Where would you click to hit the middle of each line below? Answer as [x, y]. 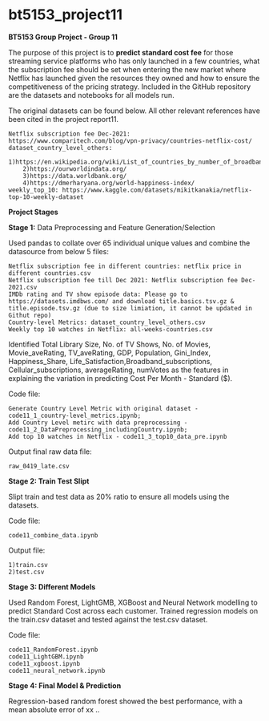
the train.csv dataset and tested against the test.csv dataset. [108, 619]
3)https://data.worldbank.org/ [75, 176]
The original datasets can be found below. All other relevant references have [134, 111]
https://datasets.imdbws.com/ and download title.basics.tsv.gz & [121, 301]
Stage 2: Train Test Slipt [49, 481]
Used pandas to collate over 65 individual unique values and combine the [129, 243]
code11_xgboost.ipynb [44, 663]
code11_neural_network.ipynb [57, 670]
